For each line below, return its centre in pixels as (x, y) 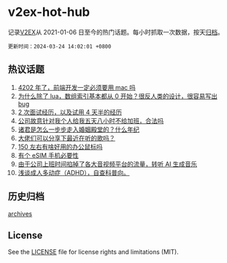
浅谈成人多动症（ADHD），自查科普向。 (74, 172)
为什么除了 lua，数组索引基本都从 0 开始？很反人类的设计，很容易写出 (117, 96)
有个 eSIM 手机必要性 (48, 155)
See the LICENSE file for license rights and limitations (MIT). (93, 252)
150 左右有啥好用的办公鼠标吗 (60, 147)
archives (20, 214)
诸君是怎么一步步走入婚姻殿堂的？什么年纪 (79, 129)
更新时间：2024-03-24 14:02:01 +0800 (60, 46)
